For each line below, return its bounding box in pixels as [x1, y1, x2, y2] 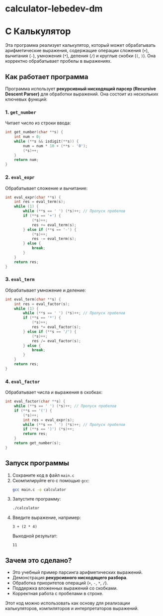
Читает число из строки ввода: [5, 120, 71, 126]
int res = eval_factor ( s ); [14, 302, 70, 307]
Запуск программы [5, 459, 70, 468]
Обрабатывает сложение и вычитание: [5, 185, 88, 191]
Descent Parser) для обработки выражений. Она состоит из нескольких [5, 91, 159, 97]
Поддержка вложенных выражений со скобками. [12, 585, 118, 591]
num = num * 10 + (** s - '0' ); [23, 143, 88, 148]
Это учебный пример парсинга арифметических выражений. [12, 569, 143, 575]
